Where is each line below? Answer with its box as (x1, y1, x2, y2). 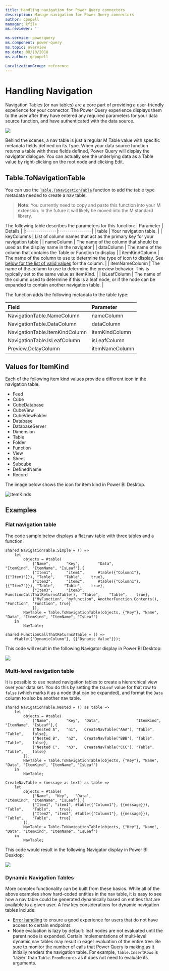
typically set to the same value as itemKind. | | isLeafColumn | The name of (5, 271, 161, 277)
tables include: (5, 907, 36, 913)
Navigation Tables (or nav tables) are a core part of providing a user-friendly (5, 102, 164, 108)
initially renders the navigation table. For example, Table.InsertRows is (12, 949, 158, 955)
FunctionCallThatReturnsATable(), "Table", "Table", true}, (5, 592, 150, 597)
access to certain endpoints (12, 922, 71, 928)
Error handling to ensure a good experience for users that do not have (12, 917, 158, 923)
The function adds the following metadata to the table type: (5, 292, 129, 298)
